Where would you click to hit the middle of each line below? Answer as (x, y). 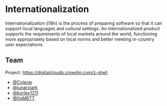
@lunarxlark (25, 87)
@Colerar (22, 82)
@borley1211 (25, 93)
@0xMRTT (24, 98)
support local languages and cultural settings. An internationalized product (82, 28)
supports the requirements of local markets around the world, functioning (81, 34)
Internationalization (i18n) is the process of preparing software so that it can (84, 23)
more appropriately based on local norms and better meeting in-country (80, 39)
